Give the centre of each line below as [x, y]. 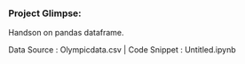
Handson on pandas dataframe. [67, 33]
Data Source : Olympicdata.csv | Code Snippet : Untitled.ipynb [122, 50]
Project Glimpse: [45, 13]
